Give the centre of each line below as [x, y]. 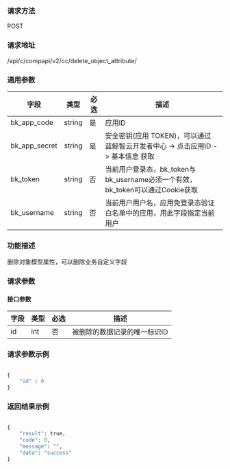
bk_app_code [32, 122]
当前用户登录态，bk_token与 [151, 169]
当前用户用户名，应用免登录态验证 [160, 203]
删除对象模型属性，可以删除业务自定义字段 [67, 262]
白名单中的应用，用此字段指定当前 [160, 213]
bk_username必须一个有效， [151, 179]
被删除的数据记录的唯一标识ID [120, 332]
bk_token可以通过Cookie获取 [152, 190]
